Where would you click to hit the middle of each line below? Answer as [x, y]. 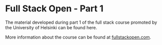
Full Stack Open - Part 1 [54, 9]
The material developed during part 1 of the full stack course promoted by [81, 22]
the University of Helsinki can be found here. [51, 27]
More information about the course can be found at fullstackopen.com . [78, 37]
